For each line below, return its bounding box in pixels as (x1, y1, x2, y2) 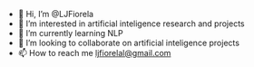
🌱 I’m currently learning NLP (17, 28, 124, 38)
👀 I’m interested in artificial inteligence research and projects (17, 18, 245, 29)
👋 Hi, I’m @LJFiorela (17, 9, 93, 19)
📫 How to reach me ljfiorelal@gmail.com (17, 48, 171, 58)
